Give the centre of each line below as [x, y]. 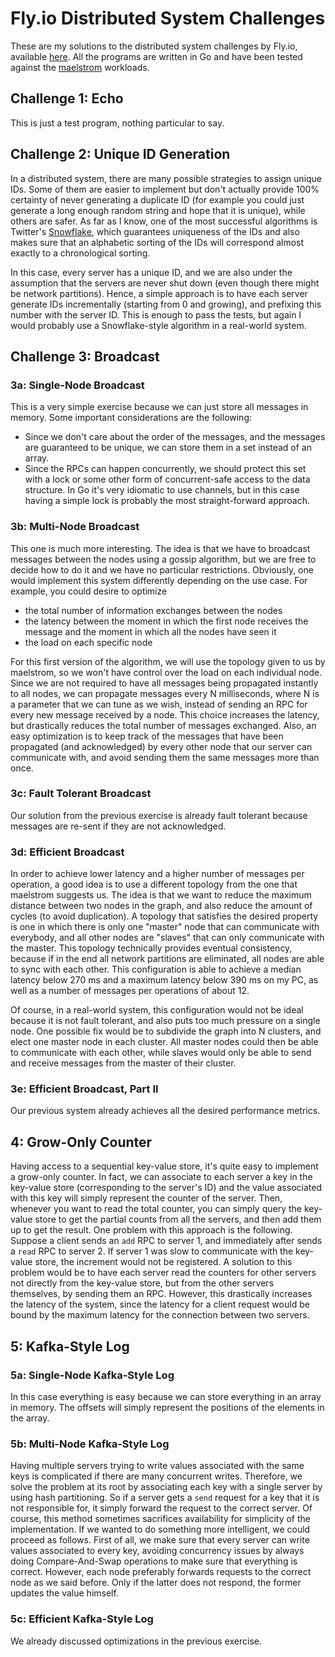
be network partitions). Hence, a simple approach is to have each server [159, 293]
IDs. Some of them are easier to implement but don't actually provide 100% [165, 189]
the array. [30, 1418]
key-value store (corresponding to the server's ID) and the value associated [166, 1188]
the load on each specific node [88, 642]
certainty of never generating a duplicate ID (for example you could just [157, 199]
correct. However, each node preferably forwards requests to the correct [161, 1572]
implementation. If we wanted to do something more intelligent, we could [160, 1529]
